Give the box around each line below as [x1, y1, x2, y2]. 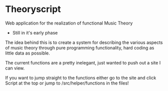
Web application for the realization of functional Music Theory [5, 20, 133, 26]
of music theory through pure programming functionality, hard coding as [5, 44, 154, 50]
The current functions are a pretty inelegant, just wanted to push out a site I [5, 59, 161, 65]
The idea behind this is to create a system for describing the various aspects [5, 39, 163, 45]
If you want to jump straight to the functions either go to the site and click [5, 74, 156, 80]
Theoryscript [5, 3, 61, 15]
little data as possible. [5, 50, 50, 56]
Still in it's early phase [12, 29, 58, 35]
